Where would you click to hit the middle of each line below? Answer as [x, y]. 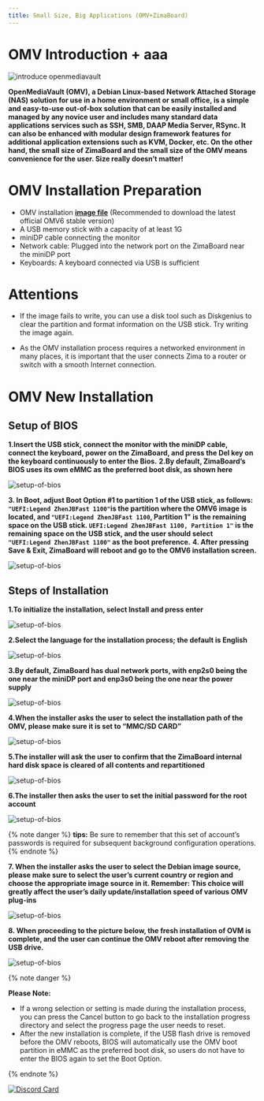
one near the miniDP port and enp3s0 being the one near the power [121, 679]
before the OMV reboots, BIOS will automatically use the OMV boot [128, 1042]
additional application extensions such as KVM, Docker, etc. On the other [130, 142]
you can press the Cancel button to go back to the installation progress [135, 1017]
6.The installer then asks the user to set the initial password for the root [128, 796]
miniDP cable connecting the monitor [80, 237]
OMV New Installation [81, 397]
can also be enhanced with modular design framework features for [120, 133]
